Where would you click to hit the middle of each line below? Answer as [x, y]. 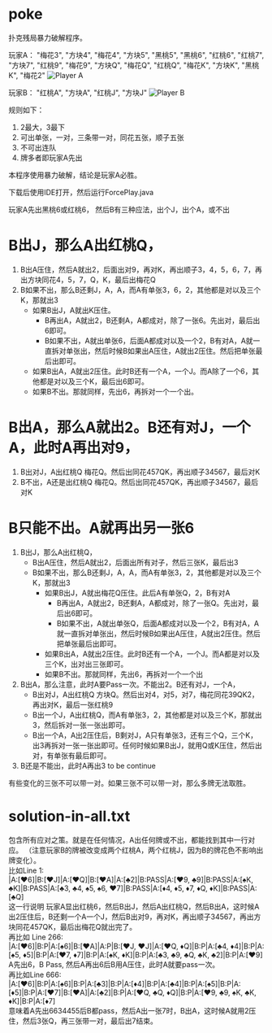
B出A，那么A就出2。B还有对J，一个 [130, 427]
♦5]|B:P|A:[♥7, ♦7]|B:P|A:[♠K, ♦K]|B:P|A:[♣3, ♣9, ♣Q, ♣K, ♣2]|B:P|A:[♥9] [143, 955]
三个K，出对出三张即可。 [86, 664]
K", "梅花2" [27, 75]
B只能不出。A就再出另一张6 [101, 528]
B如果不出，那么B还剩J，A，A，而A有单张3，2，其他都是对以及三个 [147, 572]
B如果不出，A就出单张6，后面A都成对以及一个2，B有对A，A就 [149, 340]
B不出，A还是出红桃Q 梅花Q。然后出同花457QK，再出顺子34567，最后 [139, 482]
